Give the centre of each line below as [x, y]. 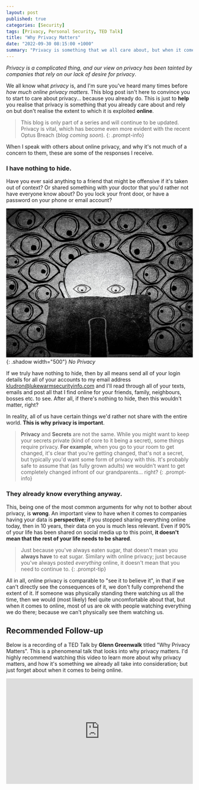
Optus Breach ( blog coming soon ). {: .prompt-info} [82, 135]
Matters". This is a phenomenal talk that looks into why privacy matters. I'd [97, 651]
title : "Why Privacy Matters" [44, 38]
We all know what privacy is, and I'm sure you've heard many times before [97, 86]
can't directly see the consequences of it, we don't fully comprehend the [95, 587]
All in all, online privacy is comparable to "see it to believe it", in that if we [95, 580]
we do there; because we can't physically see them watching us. [85, 612]
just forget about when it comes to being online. [65, 670]
